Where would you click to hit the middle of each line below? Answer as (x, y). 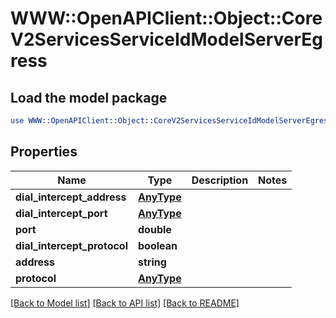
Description (220, 180)
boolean (158, 245)
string (152, 262)
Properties (44, 152)
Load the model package (89, 97)
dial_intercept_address (71, 197)
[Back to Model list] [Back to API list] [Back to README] (125, 303)
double (155, 229)
